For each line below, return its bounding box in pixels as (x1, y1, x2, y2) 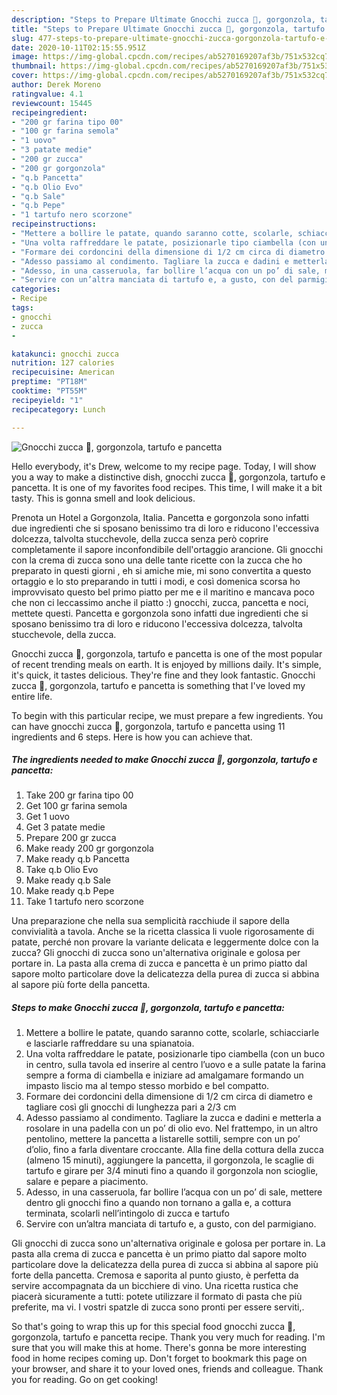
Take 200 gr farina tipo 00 (25, 789, 134, 801)
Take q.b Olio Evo (25, 864, 99, 876)
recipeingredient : (11, 107, 88, 118)
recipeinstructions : (11, 219, 98, 230)
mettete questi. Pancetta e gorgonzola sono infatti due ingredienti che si (11, 607, 309, 619)
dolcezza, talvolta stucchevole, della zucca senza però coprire (11, 532, 269, 545)
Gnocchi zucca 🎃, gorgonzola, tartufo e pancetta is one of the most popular (11, 647, 323, 660)
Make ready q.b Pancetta (25, 853, 130, 865)
